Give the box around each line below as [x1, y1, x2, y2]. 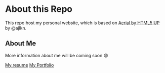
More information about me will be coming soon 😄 [5, 52, 109, 58]
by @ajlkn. [5, 25, 27, 31]
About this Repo [5, 3, 73, 15]
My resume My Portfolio [5, 62, 54, 68]
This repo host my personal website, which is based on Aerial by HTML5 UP [5, 20, 160, 26]
